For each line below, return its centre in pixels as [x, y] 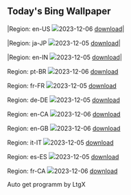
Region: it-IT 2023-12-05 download [61, 142]
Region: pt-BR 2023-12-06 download [63, 71]
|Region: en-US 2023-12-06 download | [66, 29]
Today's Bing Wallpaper [59, 11]
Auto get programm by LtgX [46, 184]
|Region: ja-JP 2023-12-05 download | [64, 43]
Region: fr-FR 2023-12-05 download [62, 85]
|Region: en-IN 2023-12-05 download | [64, 57]
